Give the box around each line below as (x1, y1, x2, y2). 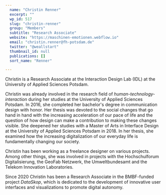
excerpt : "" (9, 12, 35, 17)
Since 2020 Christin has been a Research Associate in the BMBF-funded (5, 174, 154, 180)
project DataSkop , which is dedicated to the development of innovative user (5, 179, 161, 185)
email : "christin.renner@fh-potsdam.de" (9, 40, 94, 45)
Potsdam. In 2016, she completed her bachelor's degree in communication (5, 101, 158, 107)
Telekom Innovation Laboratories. (5, 164, 74, 170)
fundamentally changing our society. (5, 139, 81, 145)
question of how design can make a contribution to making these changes (5, 117, 157, 123)
